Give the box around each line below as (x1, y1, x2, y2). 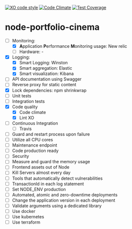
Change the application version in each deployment (12, 197, 115, 203)
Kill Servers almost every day (12, 170, 71, 175)
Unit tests (12, 93, 32, 98)
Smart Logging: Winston (19, 60, 68, 66)
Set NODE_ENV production (12, 186, 66, 192)
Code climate (19, 109, 46, 115)
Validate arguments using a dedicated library (12, 203, 102, 209)
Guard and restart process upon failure (12, 132, 90, 137)
